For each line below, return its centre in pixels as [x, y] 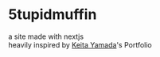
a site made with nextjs [46, 36]
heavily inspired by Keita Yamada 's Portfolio [80, 44]
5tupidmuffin [53, 15]
